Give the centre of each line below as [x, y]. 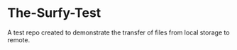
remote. [19, 39]
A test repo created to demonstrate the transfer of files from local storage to [118, 32]
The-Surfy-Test [54, 13]
